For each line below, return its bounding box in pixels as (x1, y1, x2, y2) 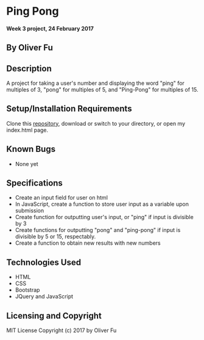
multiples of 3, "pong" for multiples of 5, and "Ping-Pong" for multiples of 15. (6, 85, 199, 93)
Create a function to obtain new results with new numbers (15, 239, 161, 247)
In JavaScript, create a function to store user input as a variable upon (15, 200, 189, 208)
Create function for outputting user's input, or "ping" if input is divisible (15, 214, 194, 221)
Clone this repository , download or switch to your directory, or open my (6, 120, 186, 127)
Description (6, 63, 52, 74)
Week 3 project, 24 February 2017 (6, 24, 94, 32)
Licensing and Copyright (6, 310, 102, 321)
